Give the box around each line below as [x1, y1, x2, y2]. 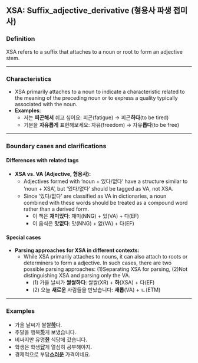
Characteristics [6, 74, 52, 83]
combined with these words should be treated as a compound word [23, 200, 188, 207]
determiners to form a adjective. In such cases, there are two [23, 259, 172, 267]
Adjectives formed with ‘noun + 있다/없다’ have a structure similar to [23, 178, 188, 185]
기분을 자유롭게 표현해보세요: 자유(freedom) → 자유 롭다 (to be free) [23, 121, 180, 128]
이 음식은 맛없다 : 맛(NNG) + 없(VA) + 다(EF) [32, 220, 134, 227]
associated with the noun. [14, 100, 78, 107]
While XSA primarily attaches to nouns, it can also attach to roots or [23, 253, 188, 260]
